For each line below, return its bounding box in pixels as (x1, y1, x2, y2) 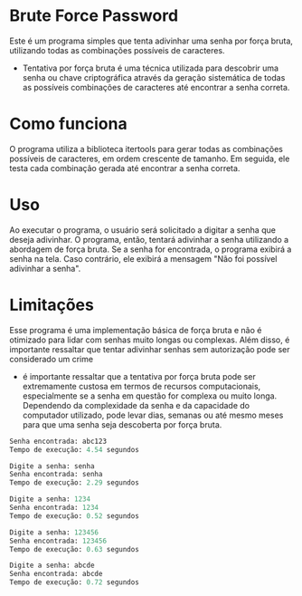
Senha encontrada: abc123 (9, 437, 107, 446)
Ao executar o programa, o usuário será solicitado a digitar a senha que (9, 224, 276, 236)
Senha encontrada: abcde (9, 570, 103, 579)
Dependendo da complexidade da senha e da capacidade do (22, 399, 250, 410)
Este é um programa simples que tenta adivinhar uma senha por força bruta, (9, 35, 294, 46)
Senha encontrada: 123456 (9, 536, 107, 545)
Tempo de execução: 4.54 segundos (9, 445, 140, 454)
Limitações (9, 295, 95, 315)
